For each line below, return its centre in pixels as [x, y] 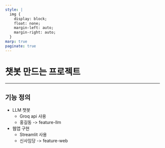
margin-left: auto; [34, 28]
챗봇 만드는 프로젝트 [43, 72]
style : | [14, 10]
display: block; [31, 19]
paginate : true [21, 46]
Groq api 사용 [33, 116]
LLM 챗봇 [21, 110]
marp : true [16, 42]
